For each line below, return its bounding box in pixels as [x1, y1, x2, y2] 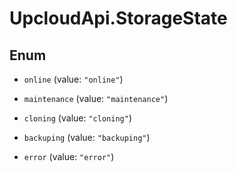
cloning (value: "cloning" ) [23, 112, 132, 124]
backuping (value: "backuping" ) [23, 132, 151, 143]
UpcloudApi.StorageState [9, 7, 228, 30]
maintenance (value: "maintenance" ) [23, 93, 169, 104]
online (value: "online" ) [23, 73, 124, 85]
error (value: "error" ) [23, 151, 115, 162]
